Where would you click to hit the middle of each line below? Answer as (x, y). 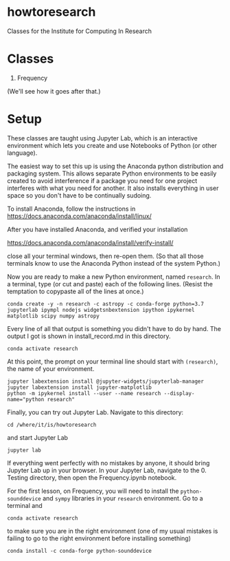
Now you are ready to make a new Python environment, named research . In (114, 277)
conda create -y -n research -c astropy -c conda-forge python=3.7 (106, 304)
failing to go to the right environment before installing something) (99, 538)
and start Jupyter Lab (38, 437)
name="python (26, 399)
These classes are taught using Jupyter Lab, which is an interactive (102, 138)
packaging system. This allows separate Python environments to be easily (112, 173)
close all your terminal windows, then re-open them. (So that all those (105, 256)
